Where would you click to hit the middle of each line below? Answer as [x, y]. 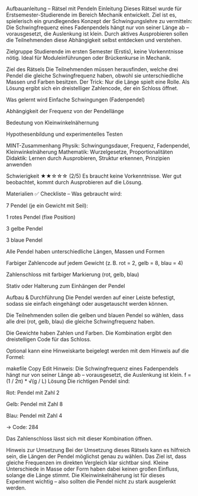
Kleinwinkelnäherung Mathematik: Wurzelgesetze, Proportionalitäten [90, 152]
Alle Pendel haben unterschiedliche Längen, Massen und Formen [85, 252]
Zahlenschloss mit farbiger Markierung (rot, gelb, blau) [73, 274]
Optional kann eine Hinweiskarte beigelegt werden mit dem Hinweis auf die [98, 351]
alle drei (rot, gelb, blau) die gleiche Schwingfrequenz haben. [81, 321]
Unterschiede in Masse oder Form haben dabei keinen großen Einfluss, [92, 469]
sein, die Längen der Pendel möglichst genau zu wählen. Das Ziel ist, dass [96, 456]
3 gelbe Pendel [25, 228]
